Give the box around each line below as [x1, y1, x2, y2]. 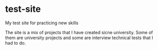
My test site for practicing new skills [5, 20, 79, 26]
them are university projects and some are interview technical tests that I [5, 35, 153, 41]
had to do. [5, 40, 26, 46]
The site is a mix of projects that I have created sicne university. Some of [5, 29, 153, 35]
